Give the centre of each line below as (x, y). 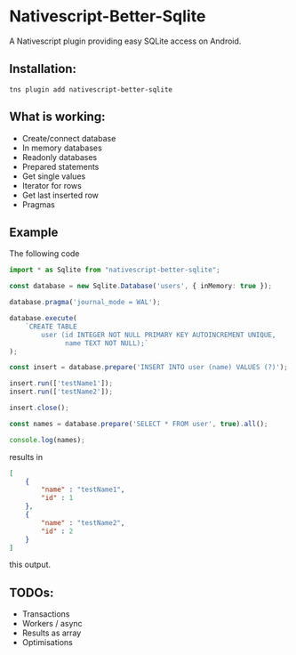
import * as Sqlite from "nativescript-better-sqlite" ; (115, 270)
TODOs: (32, 592)
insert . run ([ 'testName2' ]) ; (61, 392)
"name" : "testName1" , (83, 490)
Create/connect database (69, 138)
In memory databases (62, 148)
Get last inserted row (60, 195)
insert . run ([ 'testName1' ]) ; (61, 384)
